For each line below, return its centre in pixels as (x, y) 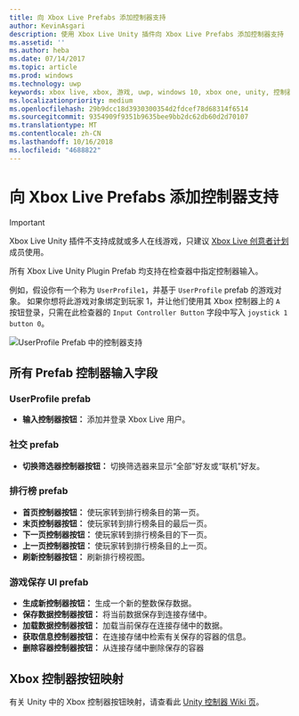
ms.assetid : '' (37, 42)
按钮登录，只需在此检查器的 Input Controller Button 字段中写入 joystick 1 (149, 312)
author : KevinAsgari (48, 26)
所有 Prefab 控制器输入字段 (84, 372)
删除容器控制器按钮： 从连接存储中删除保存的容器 (113, 648)
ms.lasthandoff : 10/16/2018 (61, 142)
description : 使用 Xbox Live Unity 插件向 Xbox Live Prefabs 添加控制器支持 (147, 34)
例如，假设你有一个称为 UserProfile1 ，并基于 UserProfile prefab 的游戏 (141, 290)
